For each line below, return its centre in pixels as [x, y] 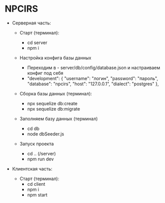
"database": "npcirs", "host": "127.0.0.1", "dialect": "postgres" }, [93, 84]
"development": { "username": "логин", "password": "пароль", [93, 78]
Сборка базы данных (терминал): [56, 93]
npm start [37, 195]
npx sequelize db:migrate [54, 109]
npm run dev [40, 159]
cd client [36, 184]
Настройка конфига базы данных [55, 58]
